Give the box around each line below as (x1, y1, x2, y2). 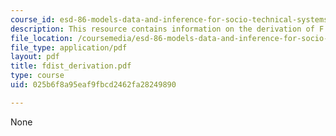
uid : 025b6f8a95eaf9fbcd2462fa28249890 (10, 80, 177, 90)
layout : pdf (10, 52, 60, 62)
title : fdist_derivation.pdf (10, 61, 132, 71)
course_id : (10, 14, 56, 25)
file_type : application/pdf (10, 42, 128, 53)
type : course (10, 71, 65, 81)
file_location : (10, 33, 74, 43)
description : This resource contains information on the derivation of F (10, 24, 325, 34)
